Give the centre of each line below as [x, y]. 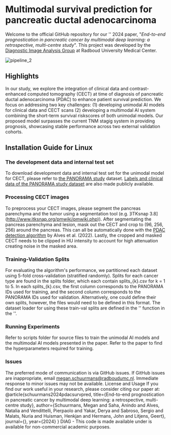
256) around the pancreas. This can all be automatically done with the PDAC [85, 230]
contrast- [139, 88]
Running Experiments [33, 326]
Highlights [22, 76]
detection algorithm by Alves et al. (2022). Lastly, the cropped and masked [83, 235]
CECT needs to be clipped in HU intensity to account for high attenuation [82, 240]
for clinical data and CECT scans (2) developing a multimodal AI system [80, 110]
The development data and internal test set [60, 162]
